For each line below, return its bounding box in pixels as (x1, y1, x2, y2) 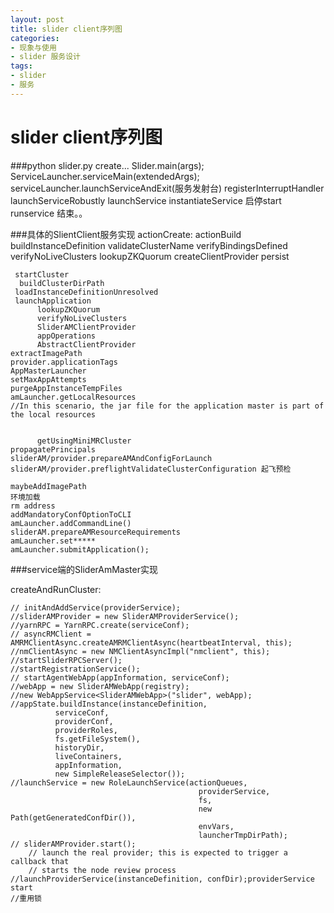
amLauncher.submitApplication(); (10, 544, 150, 555)
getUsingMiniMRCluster (36, 436, 132, 446)
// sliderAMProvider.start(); (10, 839, 137, 849)
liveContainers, (54, 751, 123, 761)
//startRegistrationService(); (10, 664, 141, 674)
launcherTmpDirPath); (198, 830, 288, 840)
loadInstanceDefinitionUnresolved (14, 287, 159, 297)
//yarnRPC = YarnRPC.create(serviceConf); (10, 620, 190, 630)
